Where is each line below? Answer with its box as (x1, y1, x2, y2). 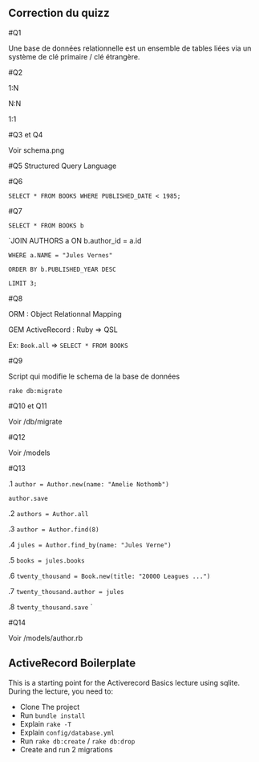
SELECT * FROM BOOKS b (8, 221, 84, 230)
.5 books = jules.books (8, 555, 86, 565)
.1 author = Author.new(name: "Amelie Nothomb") (8, 478, 170, 489)
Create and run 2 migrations (19, 744, 114, 754)
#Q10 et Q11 (8, 401, 47, 411)
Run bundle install (19, 711, 86, 720)
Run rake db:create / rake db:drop (19, 735, 136, 746)
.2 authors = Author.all (8, 508, 89, 518)
